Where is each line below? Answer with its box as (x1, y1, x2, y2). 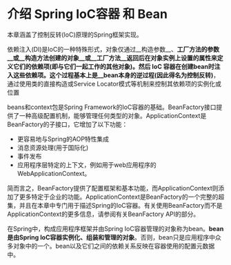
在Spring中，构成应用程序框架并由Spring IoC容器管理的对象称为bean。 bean (7, 224, 224, 233)
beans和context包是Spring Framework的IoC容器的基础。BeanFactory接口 (7, 103, 217, 111)
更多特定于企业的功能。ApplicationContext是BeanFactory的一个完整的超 (19, 193, 225, 201)
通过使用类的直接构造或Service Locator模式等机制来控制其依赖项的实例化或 (7, 79, 222, 88)
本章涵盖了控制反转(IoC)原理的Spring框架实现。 (7, 30, 143, 39)
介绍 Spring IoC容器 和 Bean (7, 6, 168, 22)
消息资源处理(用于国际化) (17, 143, 89, 152)
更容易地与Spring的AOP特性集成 (17, 135, 109, 143)
